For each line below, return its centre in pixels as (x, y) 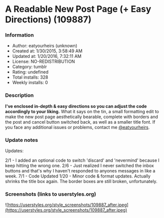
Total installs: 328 (30, 77)
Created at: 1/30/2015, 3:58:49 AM (47, 51)
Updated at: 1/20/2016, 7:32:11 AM (47, 56)
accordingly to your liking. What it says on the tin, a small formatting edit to (82, 111)
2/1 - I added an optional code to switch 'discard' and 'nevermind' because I (82, 160)
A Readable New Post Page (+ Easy (78, 9)
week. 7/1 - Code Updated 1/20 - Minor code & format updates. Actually (78, 176)
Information (19, 35)
